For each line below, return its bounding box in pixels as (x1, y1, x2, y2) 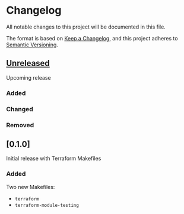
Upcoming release (6, 74, 52, 81)
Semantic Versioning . (6, 41, 58, 48)
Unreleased (6, 58, 50, 68)
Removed (6, 121, 34, 129)
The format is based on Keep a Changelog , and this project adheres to (6, 34, 178, 42)
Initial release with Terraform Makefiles (6, 155, 101, 162)
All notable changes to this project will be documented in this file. (6, 23, 166, 30)
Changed (6, 105, 34, 113)
